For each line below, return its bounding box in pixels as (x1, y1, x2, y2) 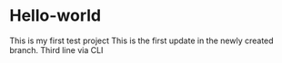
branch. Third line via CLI (9, 44, 104, 55)
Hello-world (9, 5, 102, 26)
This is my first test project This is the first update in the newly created (9, 35, 275, 46)
